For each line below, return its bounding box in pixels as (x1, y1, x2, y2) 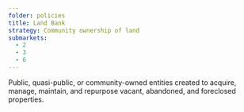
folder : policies (8, 11, 66, 20)
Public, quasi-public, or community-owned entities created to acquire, (8, 77, 237, 87)
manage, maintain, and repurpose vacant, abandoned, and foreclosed (8, 86, 236, 95)
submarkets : (8, 33, 48, 42)
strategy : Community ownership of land (8, 26, 140, 34)
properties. (8, 95, 44, 104)
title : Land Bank (8, 19, 66, 27)
